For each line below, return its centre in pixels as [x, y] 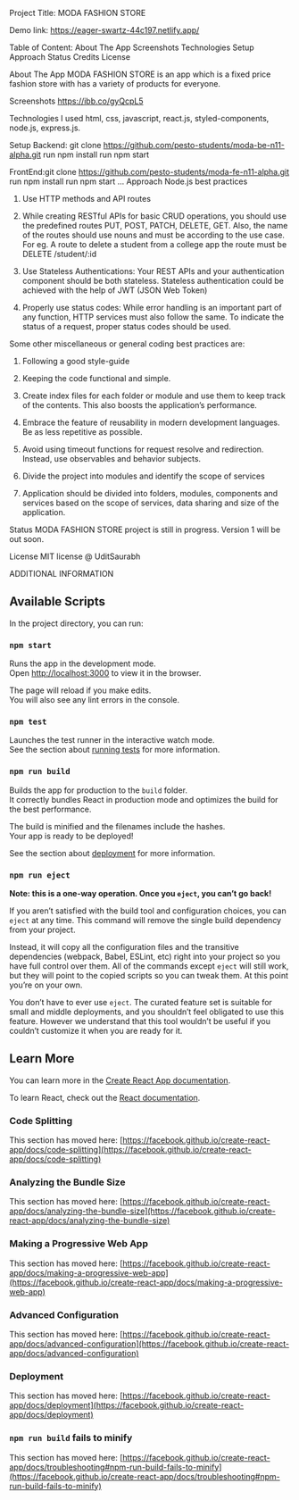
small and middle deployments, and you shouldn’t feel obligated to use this [146, 1012]
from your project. [42, 929]
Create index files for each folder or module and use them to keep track [154, 396]
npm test [28, 722]
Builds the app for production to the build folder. [99, 790]
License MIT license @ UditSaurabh [75, 556]
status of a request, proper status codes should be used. [127, 326]
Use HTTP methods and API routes [87, 199]
